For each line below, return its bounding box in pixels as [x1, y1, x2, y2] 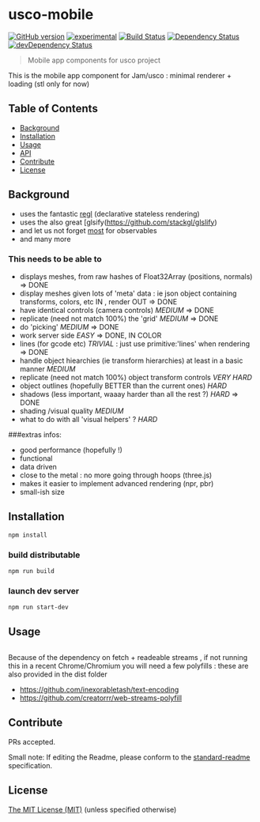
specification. [8, 760, 53, 770]
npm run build [8, 567, 55, 575]
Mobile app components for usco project [27, 55, 160, 65]
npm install [8, 531, 47, 539]
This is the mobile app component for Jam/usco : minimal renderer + [8, 70, 232, 80]
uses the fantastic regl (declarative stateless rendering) [19, 209, 200, 218]
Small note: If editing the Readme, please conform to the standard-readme [8, 752, 251, 762]
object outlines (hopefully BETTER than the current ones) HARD [19, 381, 228, 390]
